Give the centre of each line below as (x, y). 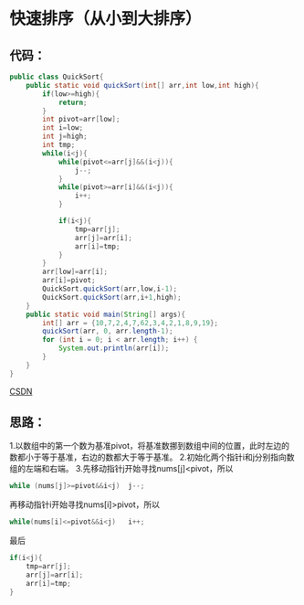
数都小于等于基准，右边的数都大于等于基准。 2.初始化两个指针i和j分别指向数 (152, 457)
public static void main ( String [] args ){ (105, 314)
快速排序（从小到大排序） (106, 19)
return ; (73, 102)
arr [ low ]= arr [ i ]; (75, 272)
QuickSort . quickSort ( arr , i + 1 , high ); (112, 297)
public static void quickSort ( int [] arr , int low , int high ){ (142, 85)
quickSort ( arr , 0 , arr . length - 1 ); (108, 331)
